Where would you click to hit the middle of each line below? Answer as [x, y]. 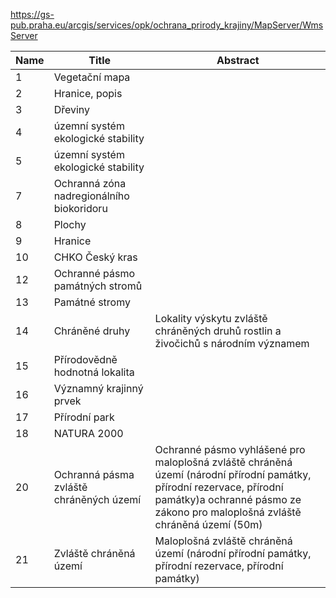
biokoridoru [80, 208]
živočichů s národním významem [232, 343]
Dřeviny [72, 109]
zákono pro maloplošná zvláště [228, 512]
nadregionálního [91, 196]
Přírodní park [84, 417]
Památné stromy [92, 302]
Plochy [70, 224]
